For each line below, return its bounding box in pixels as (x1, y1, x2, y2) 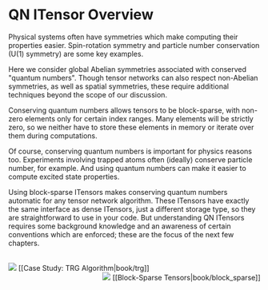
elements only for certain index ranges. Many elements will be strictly (25, 113, 254, 123)
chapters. (8, 238, 40, 248)
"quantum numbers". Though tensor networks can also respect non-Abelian (8, 73, 258, 82)
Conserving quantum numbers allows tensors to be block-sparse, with (8, 105, 240, 115)
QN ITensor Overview (8, 6, 154, 24)
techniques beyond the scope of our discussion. (8, 89, 168, 99)
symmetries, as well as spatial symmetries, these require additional (8, 81, 230, 91)
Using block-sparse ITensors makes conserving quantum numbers (8, 187, 228, 197)
